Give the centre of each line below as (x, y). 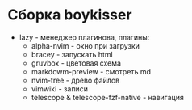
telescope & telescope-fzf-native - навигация (108, 97)
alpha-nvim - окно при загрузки (86, 45)
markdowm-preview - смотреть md (91, 71)
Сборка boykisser (70, 15)
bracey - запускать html (72, 54)
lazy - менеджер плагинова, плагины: (84, 37)
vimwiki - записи (59, 89)
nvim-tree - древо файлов (75, 80)
